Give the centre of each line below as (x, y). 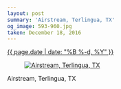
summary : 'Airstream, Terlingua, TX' (61, 20)
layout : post (26, 13)
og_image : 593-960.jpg (40, 26)
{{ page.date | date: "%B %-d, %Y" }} (60, 52)
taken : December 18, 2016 (44, 33)
